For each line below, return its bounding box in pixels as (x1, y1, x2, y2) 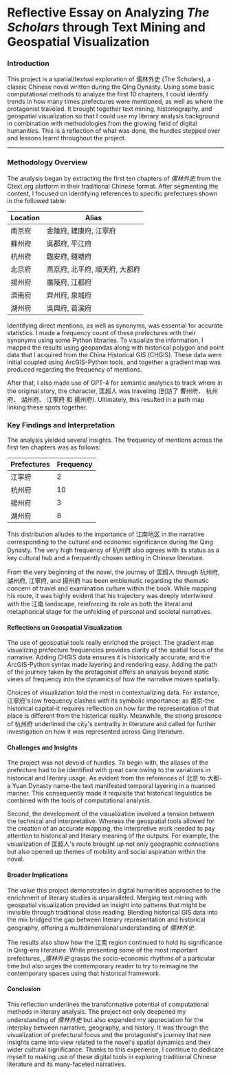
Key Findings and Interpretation (7, 420, 115, 429)
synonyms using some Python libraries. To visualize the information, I (7, 336, 203, 344)
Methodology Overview (7, 158, 88, 167)
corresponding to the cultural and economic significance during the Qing (7, 538, 214, 546)
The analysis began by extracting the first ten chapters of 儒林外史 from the (7, 174, 221, 182)
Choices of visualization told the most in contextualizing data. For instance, (7, 688, 220, 696)
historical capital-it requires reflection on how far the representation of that (7, 704, 219, 713)
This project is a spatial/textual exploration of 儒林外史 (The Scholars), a (7, 75, 211, 83)
